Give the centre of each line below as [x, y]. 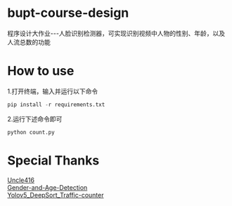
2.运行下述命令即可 [35, 119]
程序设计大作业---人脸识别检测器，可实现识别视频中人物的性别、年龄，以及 [116, 33]
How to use [41, 71]
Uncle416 [21, 180]
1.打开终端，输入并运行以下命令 [53, 91]
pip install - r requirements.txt [56, 104]
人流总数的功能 [29, 42]
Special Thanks [53, 160]
